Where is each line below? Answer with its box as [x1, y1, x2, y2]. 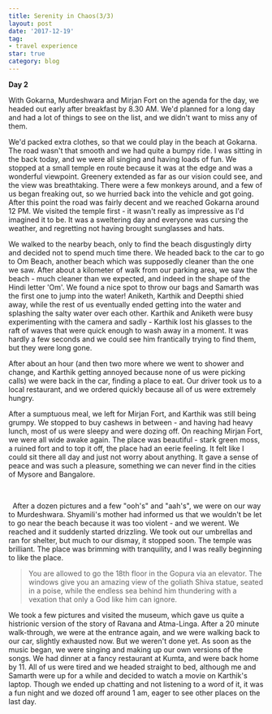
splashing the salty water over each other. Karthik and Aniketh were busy [8, 308, 253, 318]
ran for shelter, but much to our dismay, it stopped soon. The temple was [8, 535, 252, 545]
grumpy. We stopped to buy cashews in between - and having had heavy [8, 417, 253, 427]
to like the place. [8, 552, 64, 562]
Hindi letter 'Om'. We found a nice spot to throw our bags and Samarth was [8, 282, 260, 292]
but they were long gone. [8, 342, 93, 352]
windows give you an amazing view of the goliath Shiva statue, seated [28, 577, 264, 586]
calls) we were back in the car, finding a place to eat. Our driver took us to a [8, 376, 262, 385]
